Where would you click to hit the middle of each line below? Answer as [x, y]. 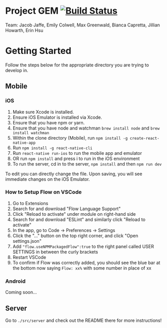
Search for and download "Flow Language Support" [67, 209]
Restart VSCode [29, 257]
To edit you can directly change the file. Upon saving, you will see [74, 174]
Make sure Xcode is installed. [43, 112]
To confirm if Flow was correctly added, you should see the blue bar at [86, 263]
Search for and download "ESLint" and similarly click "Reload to [79, 219]
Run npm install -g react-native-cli [52, 148]
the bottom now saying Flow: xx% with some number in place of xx [82, 268]
